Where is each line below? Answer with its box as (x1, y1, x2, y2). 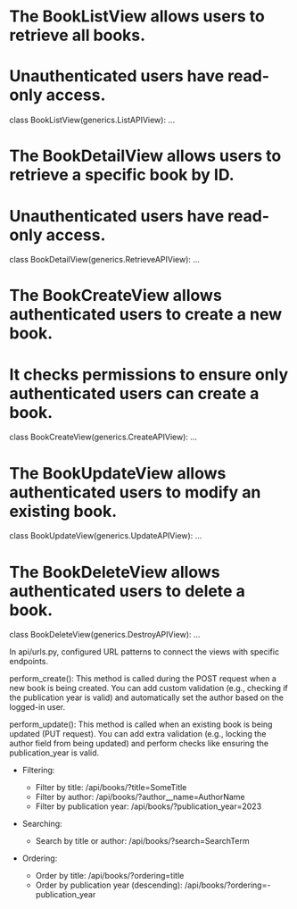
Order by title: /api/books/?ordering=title (35, 871, 185, 881)
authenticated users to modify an (9, 482, 261, 502)
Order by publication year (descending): (35, 880, 183, 890)
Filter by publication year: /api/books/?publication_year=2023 (35, 801, 262, 812)
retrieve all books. (9, 25, 145, 46)
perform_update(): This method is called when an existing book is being (9, 719, 273, 730)
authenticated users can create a (9, 383, 260, 404)
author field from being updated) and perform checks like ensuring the (9, 738, 269, 749)
